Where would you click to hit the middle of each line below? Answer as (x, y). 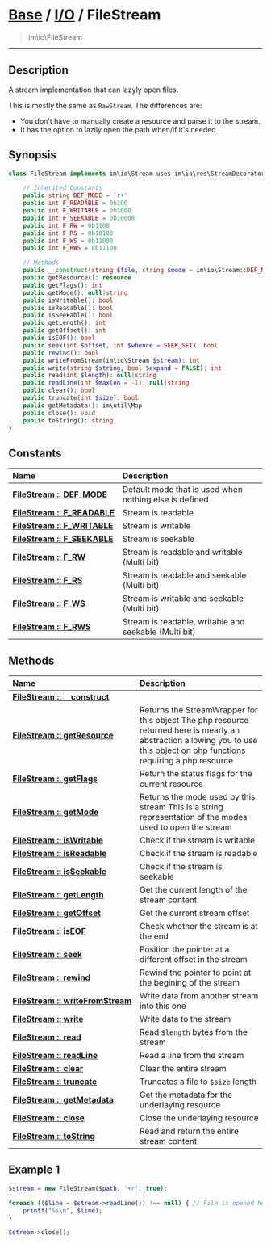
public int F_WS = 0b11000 (68, 241)
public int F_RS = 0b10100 (68, 233)
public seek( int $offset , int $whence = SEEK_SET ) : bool (121, 345)
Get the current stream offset (195, 913)
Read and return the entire (190, 1131)
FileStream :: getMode (56, 812)
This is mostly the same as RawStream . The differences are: (105, 105)
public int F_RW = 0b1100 (67, 225)
